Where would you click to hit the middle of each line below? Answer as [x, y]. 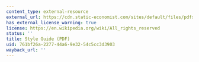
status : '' [20, 34]
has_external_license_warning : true [51, 22]
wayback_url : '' [26, 50]
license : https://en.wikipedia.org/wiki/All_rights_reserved [83, 28]
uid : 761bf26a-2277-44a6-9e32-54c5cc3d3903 [61, 45]
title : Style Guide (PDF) [38, 39]
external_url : [24, 17]
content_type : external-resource [47, 12]
